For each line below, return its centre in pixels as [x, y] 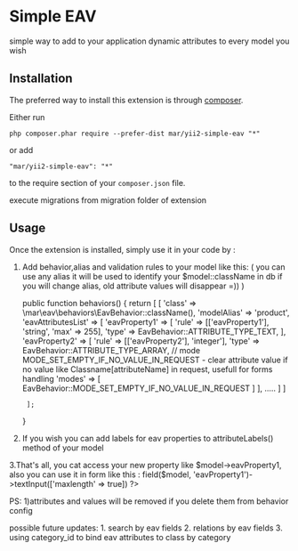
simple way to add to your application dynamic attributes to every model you [149, 41]
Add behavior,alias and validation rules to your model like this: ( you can [153, 267]
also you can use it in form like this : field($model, [100, 474]
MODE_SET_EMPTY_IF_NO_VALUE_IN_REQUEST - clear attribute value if [155, 360]
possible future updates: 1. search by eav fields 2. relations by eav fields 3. [146, 528]
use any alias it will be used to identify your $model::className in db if [152, 276]
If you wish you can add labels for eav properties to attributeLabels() [148, 438]
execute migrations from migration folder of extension [108, 200]
